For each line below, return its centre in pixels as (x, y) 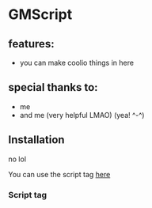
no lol (17, 159)
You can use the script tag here (59, 174)
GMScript (40, 15)
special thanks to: (53, 87)
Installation (36, 140)
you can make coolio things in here (77, 62)
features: (31, 44)
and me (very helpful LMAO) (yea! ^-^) (82, 115)
